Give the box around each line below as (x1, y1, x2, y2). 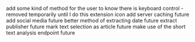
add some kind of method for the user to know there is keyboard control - (6, 5, 184, 12)
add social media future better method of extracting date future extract (6, 17, 177, 24)
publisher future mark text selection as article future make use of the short (6, 23, 186, 30)
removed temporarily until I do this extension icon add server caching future (6, 11, 189, 18)
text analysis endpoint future (6, 29, 75, 36)
